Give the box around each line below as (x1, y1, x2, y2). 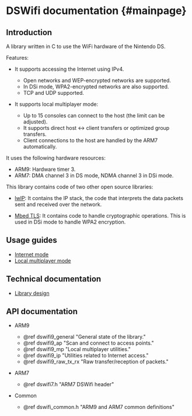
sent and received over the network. (14, 201, 102, 208)
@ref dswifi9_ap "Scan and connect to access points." (23, 339, 154, 346)
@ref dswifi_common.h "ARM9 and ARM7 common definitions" (23, 404, 175, 411)
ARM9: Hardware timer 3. (14, 166, 76, 173)
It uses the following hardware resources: (6, 154, 106, 161)
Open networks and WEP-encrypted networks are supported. (23, 77, 171, 84)
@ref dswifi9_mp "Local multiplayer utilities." (23, 346, 131, 353)
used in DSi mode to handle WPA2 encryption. (14, 218, 126, 225)
